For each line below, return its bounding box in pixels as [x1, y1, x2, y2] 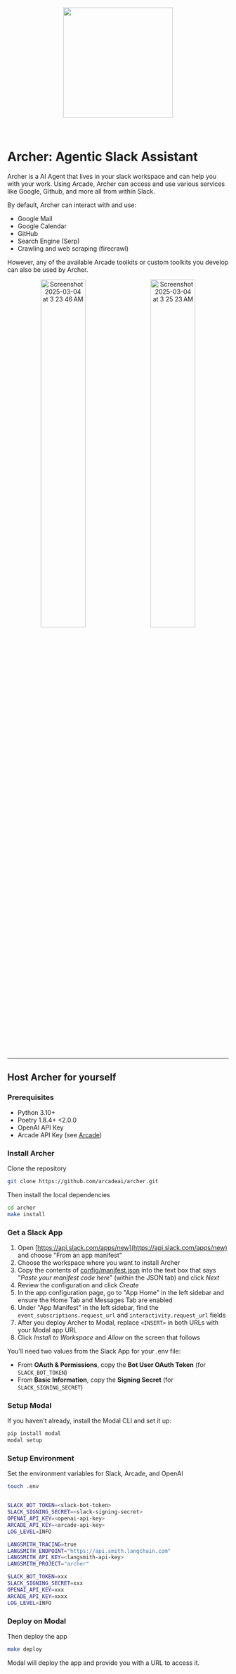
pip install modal [7, 1430, 61, 1437]
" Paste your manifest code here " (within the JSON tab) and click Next [17, 1273, 220, 1282]
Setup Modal [7, 1401, 52, 1411]
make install [7, 1211, 46, 1218]
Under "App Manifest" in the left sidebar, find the [17, 1304, 159, 1312]
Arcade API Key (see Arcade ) [17, 1130, 103, 1139]
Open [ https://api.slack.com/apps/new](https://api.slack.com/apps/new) [17, 1244, 228, 1252]
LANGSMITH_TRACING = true [7, 1541, 77, 1548]
